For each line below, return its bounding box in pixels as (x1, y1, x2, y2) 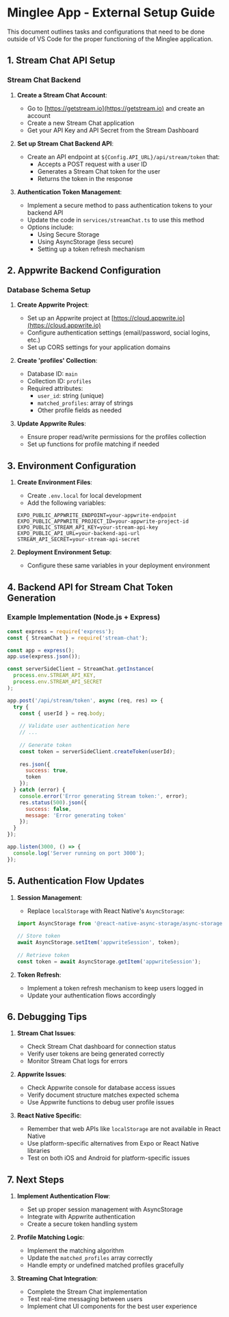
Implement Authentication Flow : (16, 1192, 111, 1200)
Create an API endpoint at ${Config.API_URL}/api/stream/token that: (27, 152, 220, 161)
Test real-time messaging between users (27, 1295, 143, 1303)
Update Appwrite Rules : (16, 420, 87, 428)
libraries (27, 1147, 51, 1155)
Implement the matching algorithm (27, 1246, 124, 1255)
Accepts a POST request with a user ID (37, 160, 148, 168)
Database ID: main (27, 370, 78, 378)
